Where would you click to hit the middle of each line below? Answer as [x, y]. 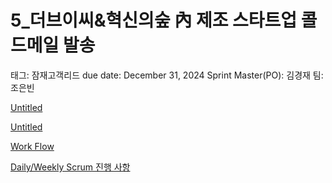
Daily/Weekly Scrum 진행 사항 [70, 167]
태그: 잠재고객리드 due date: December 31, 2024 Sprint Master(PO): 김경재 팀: [167, 75]
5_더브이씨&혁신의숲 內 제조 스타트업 [154, 20]
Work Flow [32, 146]
